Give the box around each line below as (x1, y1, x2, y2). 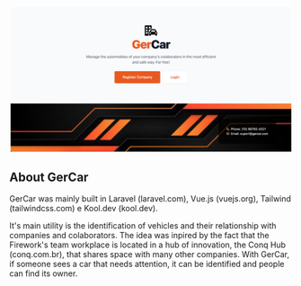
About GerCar (9, 169, 89, 184)
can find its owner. (9, 268, 78, 279)
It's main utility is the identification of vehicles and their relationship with (9, 220, 277, 231)
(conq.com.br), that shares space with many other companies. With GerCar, (9, 249, 290, 260)
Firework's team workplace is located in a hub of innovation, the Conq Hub (9, 239, 286, 250)
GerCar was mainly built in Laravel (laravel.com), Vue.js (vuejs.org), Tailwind (9, 193, 292, 204)
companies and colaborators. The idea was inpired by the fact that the (9, 230, 270, 241)
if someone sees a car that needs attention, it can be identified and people (9, 259, 285, 270)
